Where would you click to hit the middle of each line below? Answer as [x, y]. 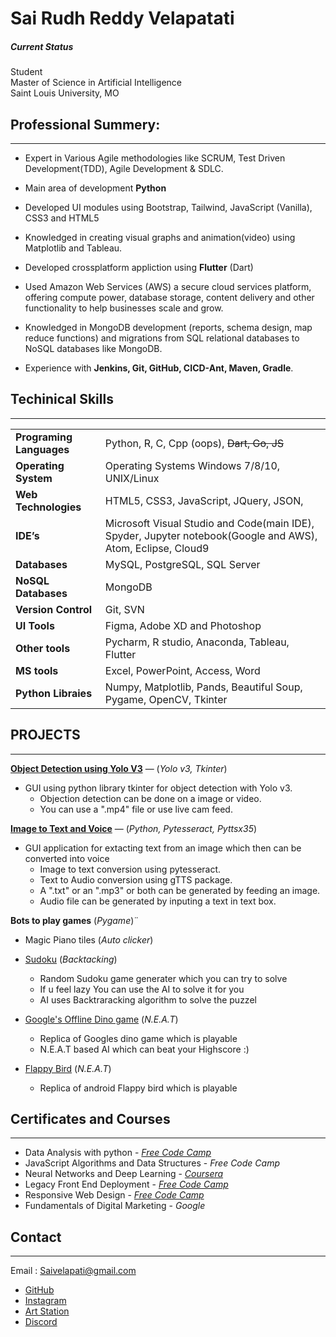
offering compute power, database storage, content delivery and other [169, 297]
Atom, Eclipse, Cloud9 [157, 548]
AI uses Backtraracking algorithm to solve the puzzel [148, 999]
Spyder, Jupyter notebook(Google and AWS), [211, 535]
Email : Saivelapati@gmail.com [73, 1271]
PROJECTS [45, 735]
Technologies [48, 507]
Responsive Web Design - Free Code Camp [114, 1195]
